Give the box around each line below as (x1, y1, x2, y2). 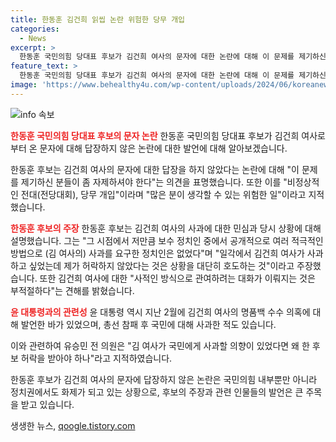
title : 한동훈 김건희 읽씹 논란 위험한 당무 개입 (10, 14, 186, 25)
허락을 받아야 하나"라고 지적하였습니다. (20, 352, 173, 364)
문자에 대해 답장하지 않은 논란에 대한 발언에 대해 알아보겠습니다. (39, 142, 288, 154)
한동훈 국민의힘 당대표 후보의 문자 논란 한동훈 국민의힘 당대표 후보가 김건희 (10, 129, 300, 141)
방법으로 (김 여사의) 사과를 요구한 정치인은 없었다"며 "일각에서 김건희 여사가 (10, 247, 305, 259)
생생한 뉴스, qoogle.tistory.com (10, 419, 136, 431)
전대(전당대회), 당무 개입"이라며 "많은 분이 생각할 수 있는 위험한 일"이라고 (20, 188, 307, 200)
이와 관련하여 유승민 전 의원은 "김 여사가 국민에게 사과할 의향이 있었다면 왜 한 (10, 339, 310, 351)
